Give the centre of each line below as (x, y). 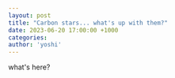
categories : (28, 37)
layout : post (30, 15)
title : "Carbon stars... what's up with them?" (88, 23)
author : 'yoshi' (35, 45)
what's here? (29, 67)
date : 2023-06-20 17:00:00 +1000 (63, 30)
